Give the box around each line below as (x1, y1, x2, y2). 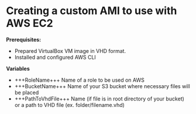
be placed (14, 89, 39, 96)
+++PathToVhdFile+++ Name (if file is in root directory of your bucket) (14, 95, 184, 102)
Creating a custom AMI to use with (6, 4, 177, 18)
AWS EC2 (6, 16, 54, 30)
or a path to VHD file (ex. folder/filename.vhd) (14, 101, 125, 108)
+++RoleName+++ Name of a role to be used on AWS (14, 76, 145, 83)
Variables (6, 65, 30, 72)
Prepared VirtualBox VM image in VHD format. (14, 47, 126, 54)
